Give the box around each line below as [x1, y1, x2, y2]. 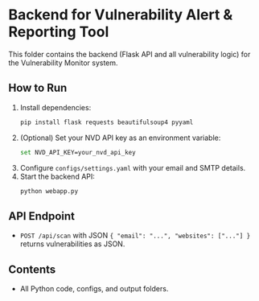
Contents [8, 262, 56, 276]
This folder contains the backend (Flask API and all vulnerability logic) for [8, 49, 251, 59]
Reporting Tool [8, 23, 109, 41]
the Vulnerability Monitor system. [8, 58, 118, 68]
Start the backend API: [19, 171, 95, 181]
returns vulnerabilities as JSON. [19, 239, 125, 249]
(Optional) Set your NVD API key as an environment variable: [19, 133, 221, 142]
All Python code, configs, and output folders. [19, 284, 169, 293]
